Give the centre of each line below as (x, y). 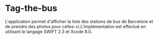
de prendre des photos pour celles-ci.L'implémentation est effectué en (76, 26)
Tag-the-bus (31, 8)
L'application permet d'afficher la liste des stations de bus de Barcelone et (79, 21)
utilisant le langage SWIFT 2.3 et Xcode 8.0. (49, 31)
